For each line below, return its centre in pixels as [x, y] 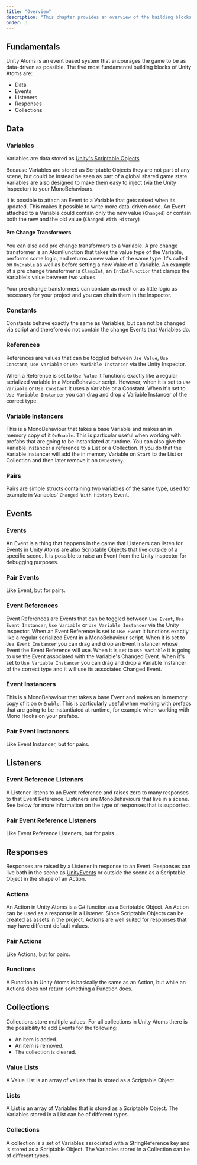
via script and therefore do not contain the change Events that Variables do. [98, 330]
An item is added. [36, 1039]
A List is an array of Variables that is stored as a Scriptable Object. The [92, 1108]
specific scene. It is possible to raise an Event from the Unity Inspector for [96, 556]
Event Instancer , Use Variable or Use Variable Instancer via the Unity [93, 625]
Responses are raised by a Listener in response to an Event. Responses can [98, 866]
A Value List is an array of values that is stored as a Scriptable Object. [91, 1080]
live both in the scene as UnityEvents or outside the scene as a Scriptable [96, 872]
